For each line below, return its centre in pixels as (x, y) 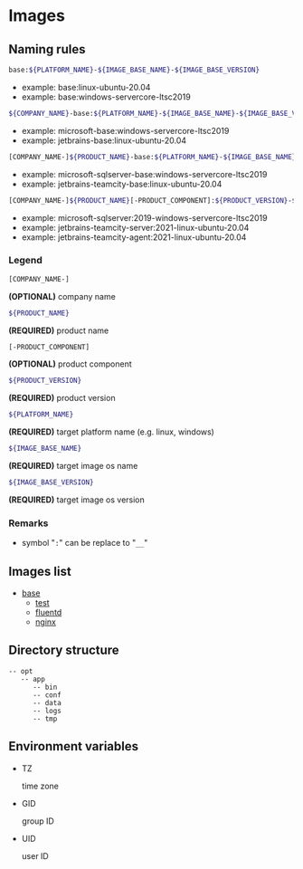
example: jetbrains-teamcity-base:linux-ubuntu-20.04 (122, 184)
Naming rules (47, 49)
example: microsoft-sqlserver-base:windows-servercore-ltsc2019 (144, 174)
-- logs (47, 711)
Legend (25, 261)
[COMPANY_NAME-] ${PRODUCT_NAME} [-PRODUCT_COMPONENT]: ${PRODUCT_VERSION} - (151, 200)
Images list (40, 571)
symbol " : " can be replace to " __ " (85, 543)
